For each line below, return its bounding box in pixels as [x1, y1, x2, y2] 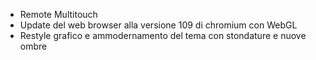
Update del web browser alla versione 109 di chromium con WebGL [19, 19, 298, 31]
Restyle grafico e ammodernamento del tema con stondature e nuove [19, 30, 307, 41]
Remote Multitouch [19, 9, 98, 20]
